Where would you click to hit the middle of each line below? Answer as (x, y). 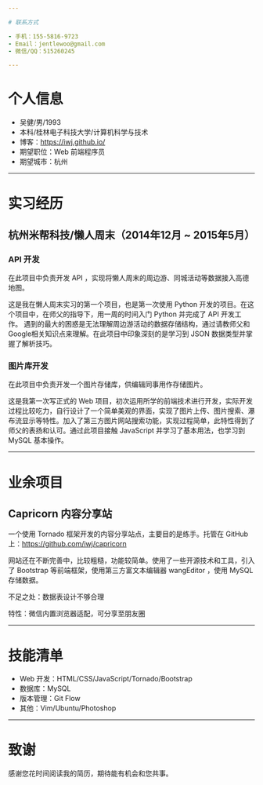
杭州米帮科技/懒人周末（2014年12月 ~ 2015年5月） (131, 235)
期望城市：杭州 (43, 162)
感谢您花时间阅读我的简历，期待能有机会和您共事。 (90, 773)
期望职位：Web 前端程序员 (62, 152)
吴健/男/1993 (40, 122)
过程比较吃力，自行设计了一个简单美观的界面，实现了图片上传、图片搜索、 (128, 411)
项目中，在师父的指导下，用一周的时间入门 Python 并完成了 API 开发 (124, 314)
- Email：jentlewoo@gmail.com (57, 44)
